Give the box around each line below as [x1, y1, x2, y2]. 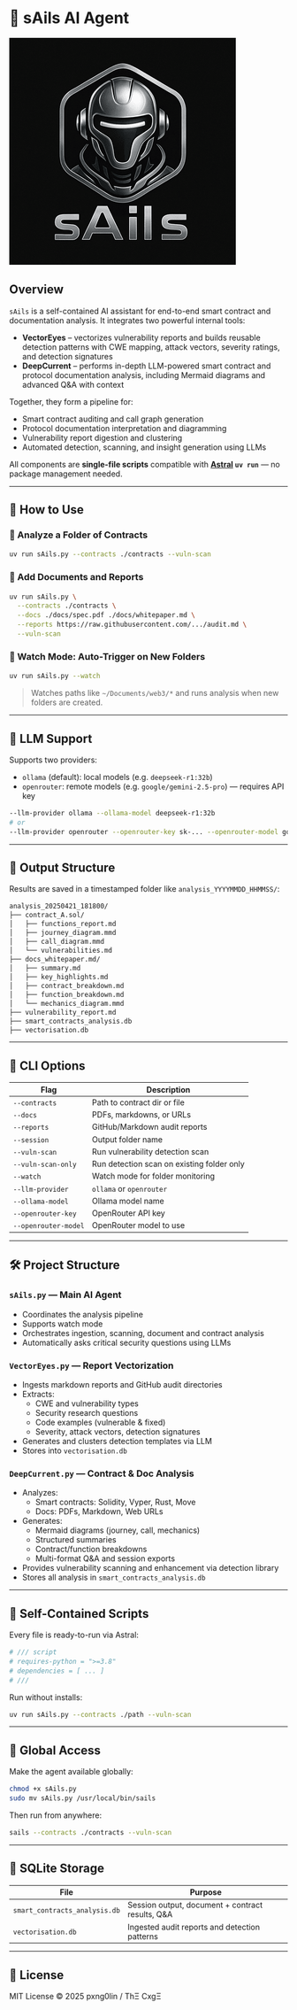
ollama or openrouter [91, 1183, 168, 1194]
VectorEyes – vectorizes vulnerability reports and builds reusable [21, 332, 261, 343]
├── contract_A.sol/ [9, 911, 86, 920]
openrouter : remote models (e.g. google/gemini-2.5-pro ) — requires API [21, 781, 285, 792]
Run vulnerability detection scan [91, 1146, 209, 1156]
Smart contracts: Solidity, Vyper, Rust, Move [34, 1496, 196, 1508]
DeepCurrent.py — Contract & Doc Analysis [9, 1467, 194, 1480]
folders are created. [30, 697, 103, 707]
